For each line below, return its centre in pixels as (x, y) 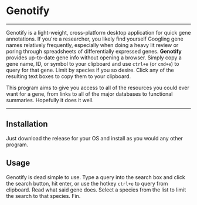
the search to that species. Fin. (43, 196)
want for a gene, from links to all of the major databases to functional (89, 94)
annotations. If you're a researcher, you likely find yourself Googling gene (95, 39)
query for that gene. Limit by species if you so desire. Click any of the (90, 70)
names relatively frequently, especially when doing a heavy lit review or (92, 45)
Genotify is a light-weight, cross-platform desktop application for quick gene (98, 32)
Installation (27, 124)
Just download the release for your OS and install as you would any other (95, 138)
